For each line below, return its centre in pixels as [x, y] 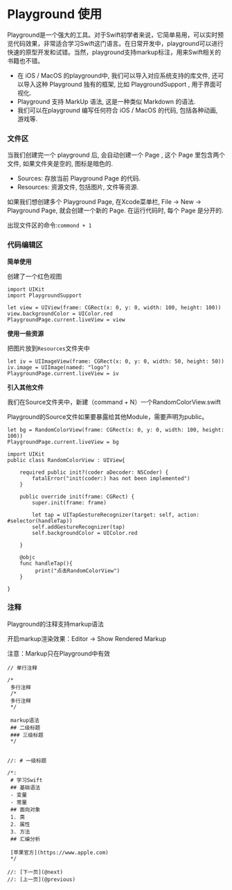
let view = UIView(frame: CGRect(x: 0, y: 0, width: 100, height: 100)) [114, 307]
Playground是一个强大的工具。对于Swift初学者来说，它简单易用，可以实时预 [115, 35]
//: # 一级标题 [27, 760]
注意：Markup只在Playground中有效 [59, 653]
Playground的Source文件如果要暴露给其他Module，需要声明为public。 [108, 416]
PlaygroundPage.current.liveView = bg [63, 442]
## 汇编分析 [25, 839]
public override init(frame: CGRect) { [77, 497]
